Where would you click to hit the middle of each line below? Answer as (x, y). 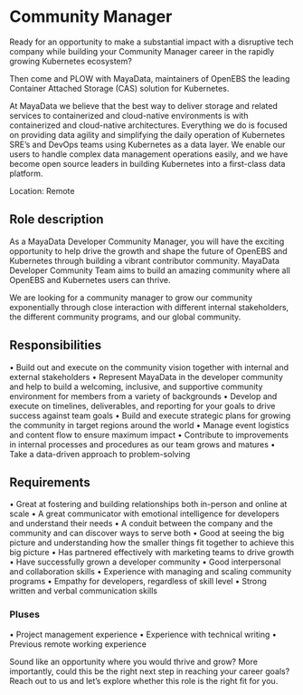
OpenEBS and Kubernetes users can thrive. (90, 279)
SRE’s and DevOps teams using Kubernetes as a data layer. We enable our (147, 144)
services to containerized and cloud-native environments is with (129, 115)
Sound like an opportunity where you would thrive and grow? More (133, 661)
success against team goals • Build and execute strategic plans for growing (150, 416)
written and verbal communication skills (84, 591)
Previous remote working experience (78, 644)
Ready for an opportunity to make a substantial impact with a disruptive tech (151, 42)
